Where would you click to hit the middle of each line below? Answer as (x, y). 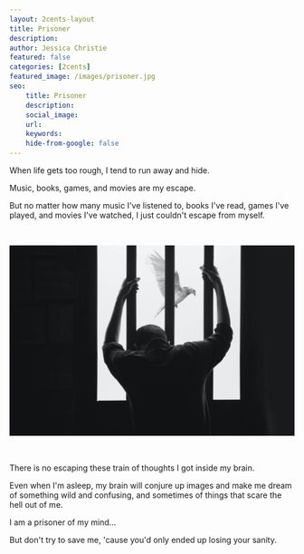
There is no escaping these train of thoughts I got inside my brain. (132, 468)
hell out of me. (36, 504)
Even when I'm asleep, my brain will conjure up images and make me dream (151, 485)
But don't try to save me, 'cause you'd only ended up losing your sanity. (143, 539)
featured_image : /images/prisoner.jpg (82, 77)
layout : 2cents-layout (52, 19)
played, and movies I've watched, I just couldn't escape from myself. (137, 215)
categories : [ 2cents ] (50, 67)
